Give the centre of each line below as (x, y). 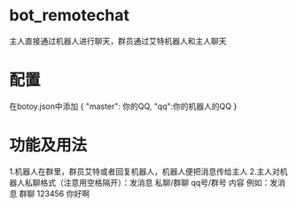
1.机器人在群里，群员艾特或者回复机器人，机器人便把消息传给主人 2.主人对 (145, 171)
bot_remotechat (70, 15)
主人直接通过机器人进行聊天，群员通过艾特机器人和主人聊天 (118, 41)
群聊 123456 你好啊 (55, 193)
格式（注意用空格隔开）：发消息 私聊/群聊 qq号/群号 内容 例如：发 (158, 182)
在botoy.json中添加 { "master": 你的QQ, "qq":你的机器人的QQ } (123, 106)
